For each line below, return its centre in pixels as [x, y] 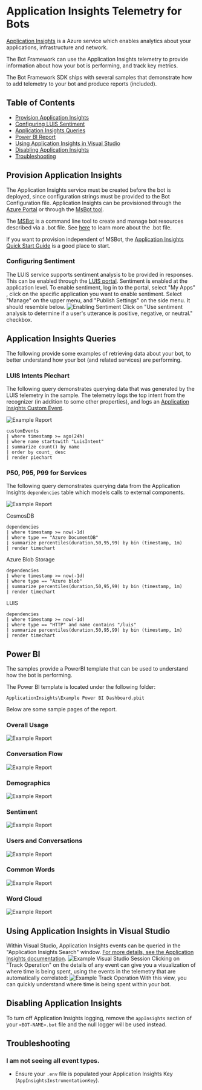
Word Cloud [24, 898]
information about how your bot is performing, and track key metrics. [92, 66]
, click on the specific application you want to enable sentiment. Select [94, 294]
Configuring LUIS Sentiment [50, 124]
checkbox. [19, 319]
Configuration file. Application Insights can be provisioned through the [94, 203]
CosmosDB [20, 516]
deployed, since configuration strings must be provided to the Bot [88, 196]
